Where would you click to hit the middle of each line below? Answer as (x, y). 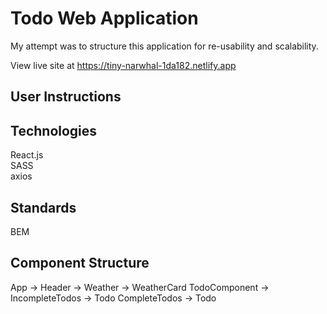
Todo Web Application (104, 18)
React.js (27, 155)
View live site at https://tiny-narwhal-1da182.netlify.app (123, 65)
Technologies (54, 130)
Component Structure (80, 263)
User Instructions (66, 97)
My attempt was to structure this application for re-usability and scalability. (164, 46)
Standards (43, 207)
